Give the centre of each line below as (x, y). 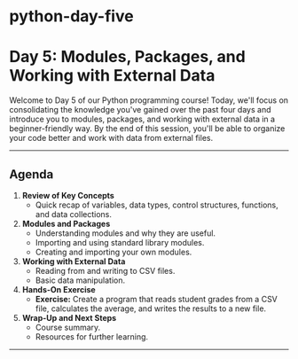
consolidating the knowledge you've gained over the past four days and (140, 110)
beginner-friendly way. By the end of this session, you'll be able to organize (147, 129)
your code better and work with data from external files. (111, 138)
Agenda (31, 174)
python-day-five (72, 16)
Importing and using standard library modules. (120, 242)
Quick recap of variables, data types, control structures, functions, (157, 205)
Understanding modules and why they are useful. (125, 233)
